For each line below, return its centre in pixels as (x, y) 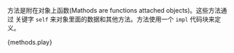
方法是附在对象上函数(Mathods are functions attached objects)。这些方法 (114, 10)
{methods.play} (30, 42)
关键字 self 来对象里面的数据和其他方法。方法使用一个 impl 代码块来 (115, 19)
